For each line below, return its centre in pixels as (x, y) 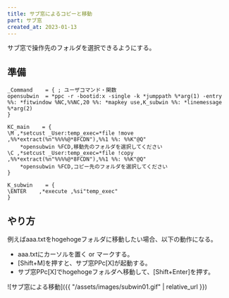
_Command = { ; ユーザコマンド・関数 (62, 90)
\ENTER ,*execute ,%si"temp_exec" (63, 192)
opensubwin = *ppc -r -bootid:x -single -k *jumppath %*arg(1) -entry (114, 97)
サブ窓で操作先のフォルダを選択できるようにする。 (81, 48)
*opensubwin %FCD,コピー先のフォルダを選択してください (94, 167)
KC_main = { (30, 128)
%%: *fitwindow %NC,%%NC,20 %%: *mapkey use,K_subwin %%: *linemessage (114, 103)
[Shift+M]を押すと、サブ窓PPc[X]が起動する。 (84, 263)
